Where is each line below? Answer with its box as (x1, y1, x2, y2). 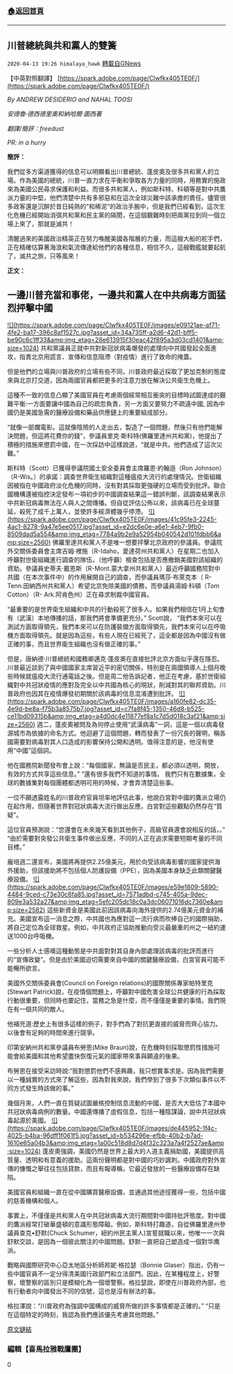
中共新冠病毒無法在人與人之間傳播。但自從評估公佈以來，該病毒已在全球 (7, 499, 214, 507)
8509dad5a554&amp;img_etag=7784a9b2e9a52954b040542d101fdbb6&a (7, 530, 222, 538)
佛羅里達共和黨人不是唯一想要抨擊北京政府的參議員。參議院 (52, 538, 223, 547)
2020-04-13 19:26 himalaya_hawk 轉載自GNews (7, 59, 141, 67)
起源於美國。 (12, 1116, 50, 1124)
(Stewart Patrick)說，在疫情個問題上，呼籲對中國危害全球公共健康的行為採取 (7, 987, 225, 996)
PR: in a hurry (7, 138, 46, 147)
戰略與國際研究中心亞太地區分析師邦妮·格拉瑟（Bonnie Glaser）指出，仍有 (7, 1261, 220, 1269)
